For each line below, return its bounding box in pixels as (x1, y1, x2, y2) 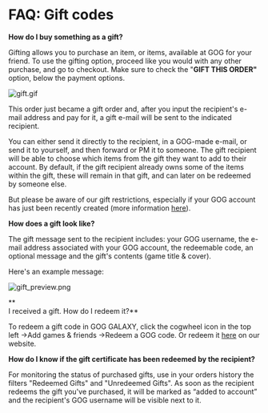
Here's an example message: (8, 267, 104, 276)
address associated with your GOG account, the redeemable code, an (23, 243, 254, 252)
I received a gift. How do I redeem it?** (8, 306, 138, 315)
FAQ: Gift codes (8, 6, 114, 24)
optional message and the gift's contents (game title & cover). (8, 251, 212, 261)
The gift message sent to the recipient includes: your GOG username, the (8, 234, 250, 243)
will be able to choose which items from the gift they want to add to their (8, 154, 247, 163)
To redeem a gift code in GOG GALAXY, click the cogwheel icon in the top (8, 322, 252, 331)
